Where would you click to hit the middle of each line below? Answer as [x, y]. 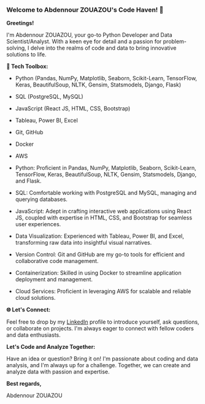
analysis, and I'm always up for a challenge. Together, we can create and [99, 365]
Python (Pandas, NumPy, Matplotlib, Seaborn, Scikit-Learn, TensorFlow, [106, 78]
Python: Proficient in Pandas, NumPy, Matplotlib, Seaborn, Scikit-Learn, [106, 168]
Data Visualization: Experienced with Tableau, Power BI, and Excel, [99, 236]
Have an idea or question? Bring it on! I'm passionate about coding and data [102, 359]
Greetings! [20, 23]
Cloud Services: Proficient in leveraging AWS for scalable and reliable [103, 291]
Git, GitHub [29, 132]
